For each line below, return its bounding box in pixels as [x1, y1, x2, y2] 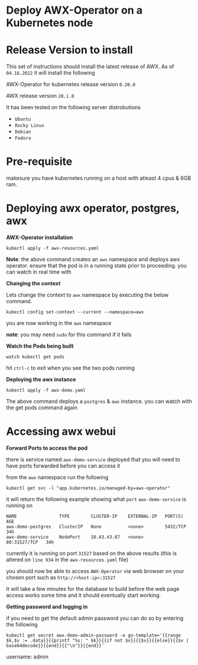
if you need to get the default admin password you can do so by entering [6, 615, 184, 622]
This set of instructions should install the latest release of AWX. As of [6, 63, 174, 70]
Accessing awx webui [6, 425, 116, 438]
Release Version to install [6, 43, 133, 57]
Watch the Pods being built [6, 342, 74, 349]
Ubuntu [14, 116, 31, 122]
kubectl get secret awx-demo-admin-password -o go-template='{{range [6, 632, 181, 638]
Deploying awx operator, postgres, [6, 202, 180, 215]
